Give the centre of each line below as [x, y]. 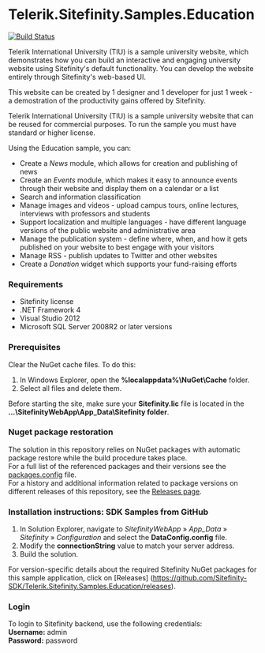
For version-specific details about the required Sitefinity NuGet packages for [132, 569]
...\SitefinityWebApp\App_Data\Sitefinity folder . [89, 411]
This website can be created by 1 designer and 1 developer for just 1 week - [131, 92]
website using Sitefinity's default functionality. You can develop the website [131, 68]
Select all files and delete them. [71, 388]
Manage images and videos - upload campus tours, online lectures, [129, 205]
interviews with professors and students [85, 213]
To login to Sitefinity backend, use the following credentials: [105, 624]
